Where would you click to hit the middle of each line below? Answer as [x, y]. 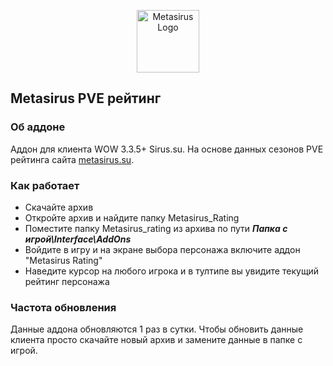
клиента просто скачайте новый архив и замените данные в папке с [156, 340]
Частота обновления [63, 307]
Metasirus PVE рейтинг [86, 98]
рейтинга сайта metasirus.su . [72, 159]
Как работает [45, 185]
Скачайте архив [59, 207]
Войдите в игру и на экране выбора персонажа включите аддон [162, 249]
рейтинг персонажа [67, 281]
